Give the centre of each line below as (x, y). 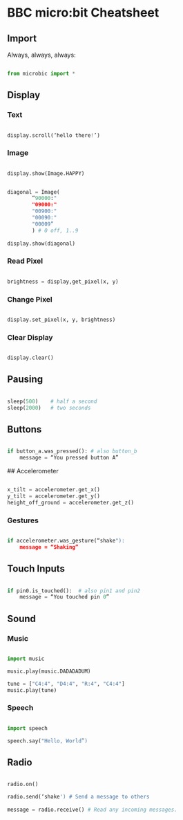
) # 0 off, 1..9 (55, 230)
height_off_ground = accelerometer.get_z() (71, 502)
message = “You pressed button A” (69, 458)
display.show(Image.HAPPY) (46, 173)
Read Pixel (25, 261)
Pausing (25, 380)
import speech (28, 728)
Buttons (25, 429)
